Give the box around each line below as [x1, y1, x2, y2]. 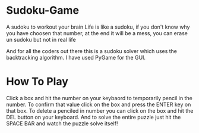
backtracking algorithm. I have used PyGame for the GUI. [6, 54, 146, 61]
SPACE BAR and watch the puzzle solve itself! [6, 120, 118, 127]
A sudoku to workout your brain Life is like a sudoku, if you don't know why [6, 23, 190, 30]
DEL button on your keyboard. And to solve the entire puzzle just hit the [6, 113, 181, 120]
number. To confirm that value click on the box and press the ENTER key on [6, 101, 191, 108]
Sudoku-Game [6, 4, 79, 17]
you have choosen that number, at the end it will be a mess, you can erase [6, 29, 188, 36]
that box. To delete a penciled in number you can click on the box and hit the [6, 107, 194, 114]
